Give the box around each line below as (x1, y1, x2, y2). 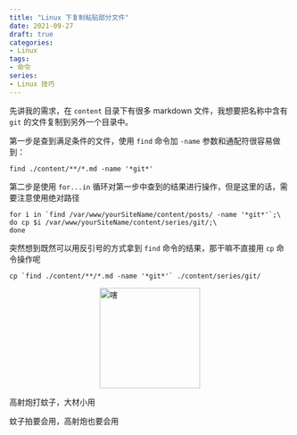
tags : (9, 54, 29, 63)
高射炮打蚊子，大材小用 (9, 397, 95, 407)
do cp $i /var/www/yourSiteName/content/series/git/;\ (9, 218, 218, 227)
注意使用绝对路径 (16, 192, 80, 203)
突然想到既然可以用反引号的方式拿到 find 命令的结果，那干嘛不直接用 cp (9, 242, 275, 253)
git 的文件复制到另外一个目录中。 (9, 116, 134, 127)
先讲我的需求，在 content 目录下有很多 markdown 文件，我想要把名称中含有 (9, 105, 288, 116)
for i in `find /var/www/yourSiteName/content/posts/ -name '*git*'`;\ (9, 210, 281, 219)
